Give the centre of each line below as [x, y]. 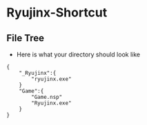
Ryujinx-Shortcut [57, 13]
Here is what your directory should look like [78, 54]
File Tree [26, 38]
